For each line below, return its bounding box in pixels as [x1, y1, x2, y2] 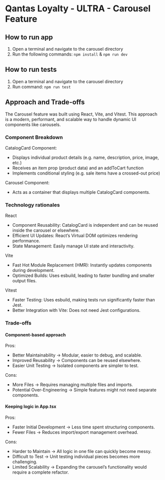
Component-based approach [5, 331, 66, 337]
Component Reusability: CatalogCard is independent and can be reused [12, 222, 159, 228]
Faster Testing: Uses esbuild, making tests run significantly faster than [12, 297, 155, 303]
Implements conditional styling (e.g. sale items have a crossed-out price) [12, 170, 161, 176]
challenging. [12, 458, 38, 465]
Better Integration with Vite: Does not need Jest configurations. [12, 307, 141, 313]
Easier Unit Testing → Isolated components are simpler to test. [12, 362, 139, 369]
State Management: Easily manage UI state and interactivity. [12, 243, 134, 249]
